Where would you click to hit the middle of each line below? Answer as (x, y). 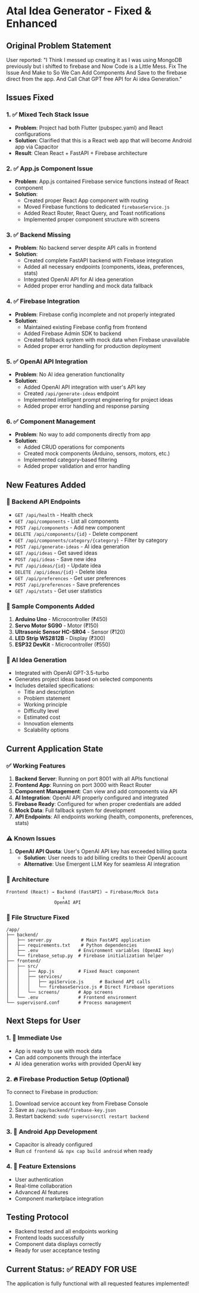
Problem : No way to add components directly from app (83, 435)
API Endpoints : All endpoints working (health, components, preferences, (104, 817)
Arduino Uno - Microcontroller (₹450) (61, 619)
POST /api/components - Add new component (70, 527)
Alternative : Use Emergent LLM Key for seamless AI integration (102, 864)
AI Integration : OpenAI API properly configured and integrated (91, 798)
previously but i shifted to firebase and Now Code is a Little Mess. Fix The (97, 66)
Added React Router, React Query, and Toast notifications (94, 213)
